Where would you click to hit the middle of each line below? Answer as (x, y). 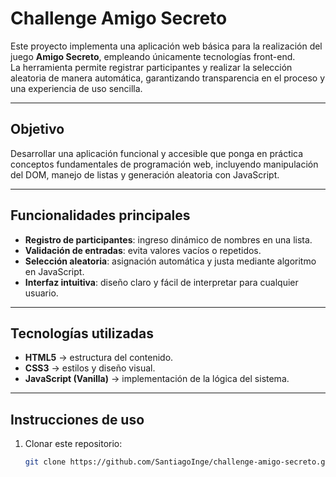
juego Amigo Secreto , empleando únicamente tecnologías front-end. (153, 56)
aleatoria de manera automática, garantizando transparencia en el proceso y (167, 78)
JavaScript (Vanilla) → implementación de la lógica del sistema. (157, 379)
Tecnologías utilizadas (82, 333)
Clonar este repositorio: (73, 444)
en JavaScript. (54, 271)
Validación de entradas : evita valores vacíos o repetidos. (143, 250)
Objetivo (37, 129)
